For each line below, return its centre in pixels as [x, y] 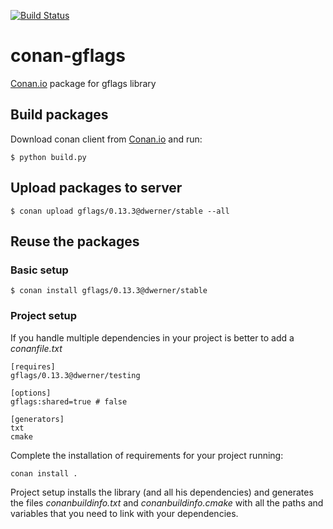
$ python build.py [48, 157]
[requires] [33, 366]
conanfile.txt [36, 348]
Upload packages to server [96, 188]
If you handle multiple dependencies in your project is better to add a [152, 337]
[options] [31, 393]
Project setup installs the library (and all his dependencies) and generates [162, 492]
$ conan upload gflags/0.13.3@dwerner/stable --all [120, 211]
